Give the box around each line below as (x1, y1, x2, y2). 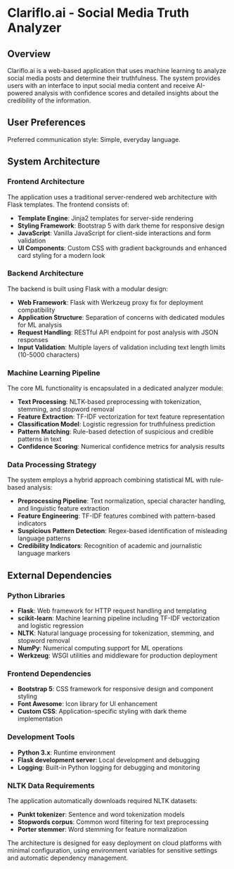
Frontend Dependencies (7, 669, 91, 679)
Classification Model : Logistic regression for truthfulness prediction (17, 420, 216, 429)
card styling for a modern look (17, 251, 105, 259)
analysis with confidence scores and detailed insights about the (34, 89, 219, 97)
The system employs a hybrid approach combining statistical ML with (7, 476, 209, 484)
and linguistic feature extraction (17, 504, 110, 513)
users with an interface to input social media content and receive (7, 81, 195, 89)
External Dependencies (7, 569, 112, 581)
